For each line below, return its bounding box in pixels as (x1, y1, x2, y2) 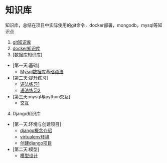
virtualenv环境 (20, 133, 50, 139)
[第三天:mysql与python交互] (12, 93, 71, 99)
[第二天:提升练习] (12, 75, 49, 81)
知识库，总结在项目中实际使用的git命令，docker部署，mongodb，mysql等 (5, 22, 158, 28)
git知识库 (12, 39, 32, 45)
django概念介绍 (20, 127, 52, 133)
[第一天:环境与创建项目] (12, 121, 62, 127)
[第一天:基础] (12, 62, 40, 68)
